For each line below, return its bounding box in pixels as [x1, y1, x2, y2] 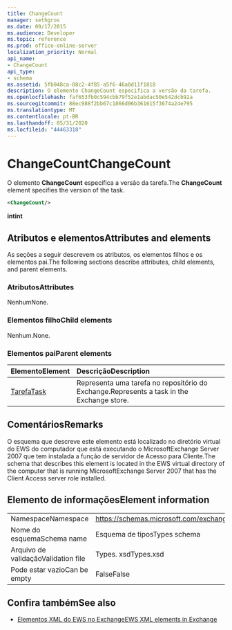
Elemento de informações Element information [7, 494, 210, 506]
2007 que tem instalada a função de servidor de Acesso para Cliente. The [7, 451, 216, 460]
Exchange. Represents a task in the [76, 386, 188, 396]
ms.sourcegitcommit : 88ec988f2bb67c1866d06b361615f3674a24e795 [7, 100, 193, 107]
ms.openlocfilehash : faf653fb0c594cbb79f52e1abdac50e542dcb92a [7, 94, 193, 101]
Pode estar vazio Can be [10, 565, 88, 575]
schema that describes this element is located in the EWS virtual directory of [7, 459, 225, 467]
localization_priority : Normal [7, 49, 97, 56]
